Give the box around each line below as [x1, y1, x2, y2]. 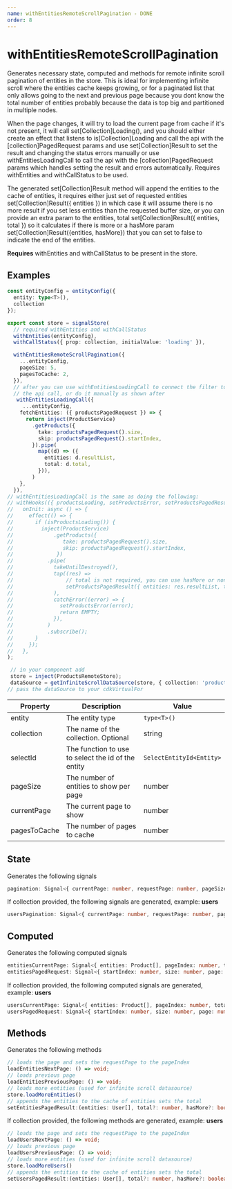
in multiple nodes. [7, 106, 58, 114]
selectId [10, 753, 37, 762]
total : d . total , [43, 461, 91, 468]
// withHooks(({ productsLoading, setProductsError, [7, 499, 162, 506]
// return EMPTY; [7, 609, 100, 616]
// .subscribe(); [7, 628, 88, 635]
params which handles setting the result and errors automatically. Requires [7, 163, 220, 172]
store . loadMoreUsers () [7, 1162, 72, 1169]
